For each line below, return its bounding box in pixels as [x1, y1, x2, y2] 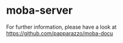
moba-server [6, 4, 73, 17]
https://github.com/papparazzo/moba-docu [6, 29, 113, 36]
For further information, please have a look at [6, 23, 117, 30]
